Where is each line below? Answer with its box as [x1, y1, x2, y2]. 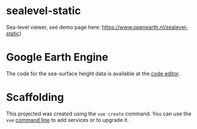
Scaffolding [6, 91, 64, 104]
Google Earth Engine [6, 51, 109, 64]
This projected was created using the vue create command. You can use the [6, 110, 192, 117]
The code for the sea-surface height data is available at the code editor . [6, 70, 181, 77]
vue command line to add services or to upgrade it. [6, 116, 129, 123]
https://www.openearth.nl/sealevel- [102, 24, 188, 31]
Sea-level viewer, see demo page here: [6, 24, 101, 31]
